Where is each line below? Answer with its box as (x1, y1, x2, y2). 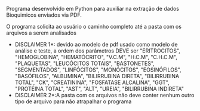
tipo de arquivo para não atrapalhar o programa (14, 98, 132, 105)
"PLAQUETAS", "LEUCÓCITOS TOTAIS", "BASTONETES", (14, 60, 155, 67)
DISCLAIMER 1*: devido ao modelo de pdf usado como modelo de (14, 41, 178, 48)
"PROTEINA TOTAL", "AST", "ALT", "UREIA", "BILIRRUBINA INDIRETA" (14, 85, 184, 92)
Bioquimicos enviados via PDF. (6, 11, 82, 18)
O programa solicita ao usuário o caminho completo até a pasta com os (6, 23, 182, 30)
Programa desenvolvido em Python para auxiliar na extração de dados (6, 5, 179, 12)
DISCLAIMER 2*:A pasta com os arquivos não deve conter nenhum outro (14, 92, 195, 98)
